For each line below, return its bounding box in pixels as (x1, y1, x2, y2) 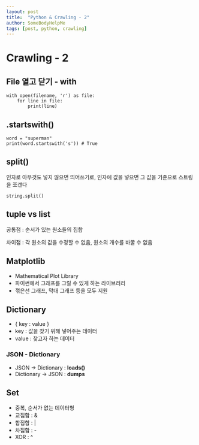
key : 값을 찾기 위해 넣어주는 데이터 (14, 328, 98, 335)
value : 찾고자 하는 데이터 (14, 335, 75, 342)
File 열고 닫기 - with (6, 76, 77, 87)
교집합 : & (14, 411, 38, 419)
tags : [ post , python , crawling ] (6, 25, 87, 32)
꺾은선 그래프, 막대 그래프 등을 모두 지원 (14, 287, 108, 294)
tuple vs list (6, 209, 51, 219)
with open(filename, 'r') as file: (6, 93, 95, 99)
